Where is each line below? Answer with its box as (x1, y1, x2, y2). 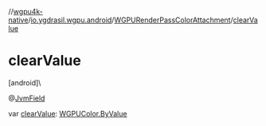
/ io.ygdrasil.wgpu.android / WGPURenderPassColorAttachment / (27, 15, 233, 25)
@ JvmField (8, 93, 45, 103)
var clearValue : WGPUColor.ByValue (8, 108, 127, 118)
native (8, 15, 29, 25)
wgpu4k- (13, 7, 44, 16)
